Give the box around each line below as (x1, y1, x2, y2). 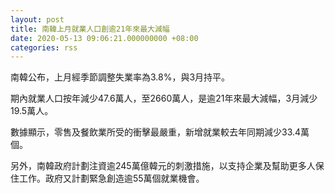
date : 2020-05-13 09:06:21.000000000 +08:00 (10, 33, 199, 43)
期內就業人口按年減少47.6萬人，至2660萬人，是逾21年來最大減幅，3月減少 (10, 92, 318, 105)
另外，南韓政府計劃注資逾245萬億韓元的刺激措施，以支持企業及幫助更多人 (10, 160, 316, 172)
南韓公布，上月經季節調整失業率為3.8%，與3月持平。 (10, 71, 231, 83)
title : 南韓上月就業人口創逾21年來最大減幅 (10, 24, 170, 34)
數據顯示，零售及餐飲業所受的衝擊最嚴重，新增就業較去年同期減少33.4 (10, 126, 302, 138)
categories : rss (10, 42, 78, 53)
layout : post (10, 14, 65, 25)
